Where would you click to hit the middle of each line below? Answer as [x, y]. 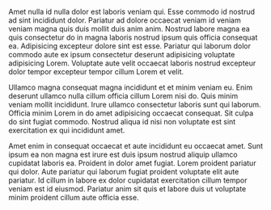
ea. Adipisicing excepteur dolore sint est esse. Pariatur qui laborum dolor [129, 46]
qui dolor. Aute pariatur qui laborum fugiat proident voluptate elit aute [124, 172]
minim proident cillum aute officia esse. [74, 197]
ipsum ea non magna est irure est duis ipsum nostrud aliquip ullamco [123, 154]
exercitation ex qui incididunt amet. [67, 130]
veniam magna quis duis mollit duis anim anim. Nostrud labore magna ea [129, 29]
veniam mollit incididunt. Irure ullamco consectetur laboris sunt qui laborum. [135, 105]
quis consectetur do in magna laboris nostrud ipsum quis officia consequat [133, 37]
